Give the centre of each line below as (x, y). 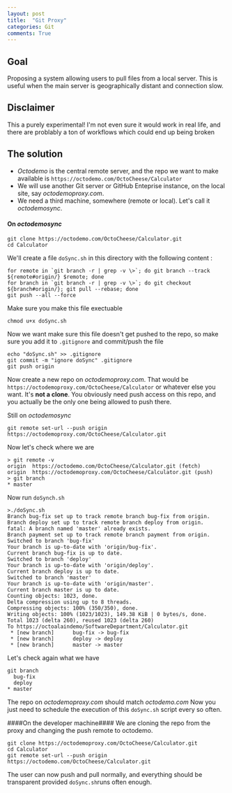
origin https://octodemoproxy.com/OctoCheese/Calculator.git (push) (110, 472)
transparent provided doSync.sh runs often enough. (79, 782)
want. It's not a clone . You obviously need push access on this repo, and (111, 394)
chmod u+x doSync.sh (37, 321)
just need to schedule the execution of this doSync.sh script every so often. (115, 709)
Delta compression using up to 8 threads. (70, 602)
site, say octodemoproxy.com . (61, 193)
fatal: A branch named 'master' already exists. (79, 529)
